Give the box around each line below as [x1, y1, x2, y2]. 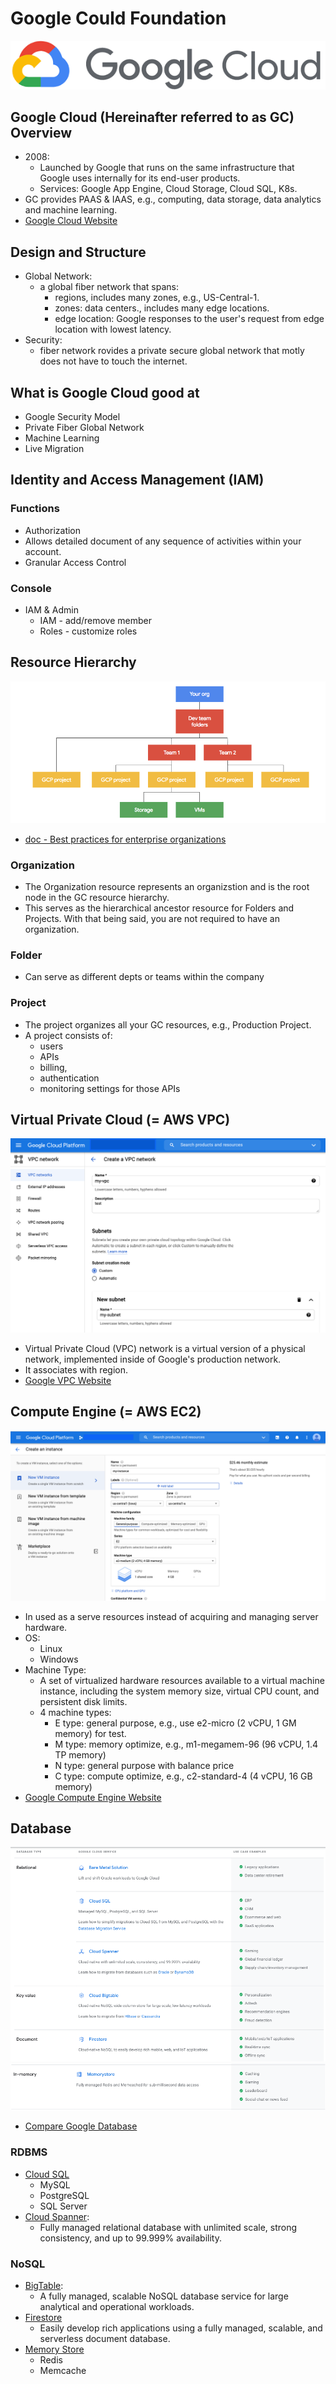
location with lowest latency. [54, 323, 172, 336]
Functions [10, 502, 60, 516]
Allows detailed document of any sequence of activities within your [24, 535, 302, 547]
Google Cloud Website [24, 215, 118, 227]
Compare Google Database [24, 2120, 138, 2132]
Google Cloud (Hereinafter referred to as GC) [10, 109, 295, 126]
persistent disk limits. [39, 1695, 128, 1707]
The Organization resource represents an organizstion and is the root [24, 881, 310, 893]
